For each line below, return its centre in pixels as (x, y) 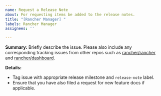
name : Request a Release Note (37, 10)
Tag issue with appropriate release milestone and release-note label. (83, 77)
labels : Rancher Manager (31, 24)
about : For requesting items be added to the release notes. (70, 15)
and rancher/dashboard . (30, 58)
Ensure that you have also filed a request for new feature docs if (78, 83)
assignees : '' (20, 29)
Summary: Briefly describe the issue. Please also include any (68, 47)
